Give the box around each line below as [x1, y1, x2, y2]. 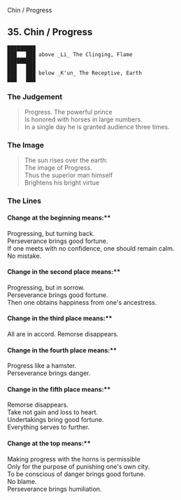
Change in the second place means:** [7, 268, 121, 276]
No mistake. [7, 251, 42, 260]
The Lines [7, 196, 42, 206]
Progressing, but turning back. [7, 229, 95, 237]
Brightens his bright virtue [24, 178, 100, 187]
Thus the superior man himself [24, 171, 113, 180]
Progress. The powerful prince [24, 108, 113, 117]
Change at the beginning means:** [7, 213, 111, 222]
